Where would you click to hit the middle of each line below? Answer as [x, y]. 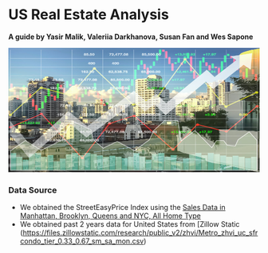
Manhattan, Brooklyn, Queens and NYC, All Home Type [110, 216]
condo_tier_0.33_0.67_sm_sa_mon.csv [82, 241]
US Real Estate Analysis [89, 15]
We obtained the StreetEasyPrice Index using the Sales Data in [122, 208]
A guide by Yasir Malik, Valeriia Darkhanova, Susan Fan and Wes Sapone [131, 37]
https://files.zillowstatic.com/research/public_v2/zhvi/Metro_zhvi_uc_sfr [140, 233]
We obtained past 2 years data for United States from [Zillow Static [130, 224]
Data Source [33, 190]
